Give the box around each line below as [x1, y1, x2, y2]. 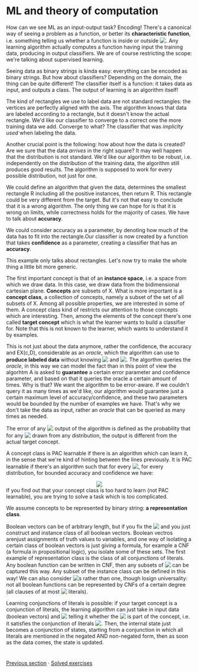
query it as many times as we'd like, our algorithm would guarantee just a [6, 387, 184, 394]
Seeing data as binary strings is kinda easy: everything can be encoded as [6, 67, 188, 75]
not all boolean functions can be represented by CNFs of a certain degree [6, 581, 186, 588]
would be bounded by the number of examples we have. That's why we [6, 400, 180, 407]
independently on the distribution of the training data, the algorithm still [6, 159, 180, 166]
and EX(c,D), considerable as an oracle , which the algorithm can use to [6, 349, 180, 356]
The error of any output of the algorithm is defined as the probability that [6, 425, 191, 432]
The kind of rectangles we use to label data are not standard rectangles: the [6, 98, 191, 105]
